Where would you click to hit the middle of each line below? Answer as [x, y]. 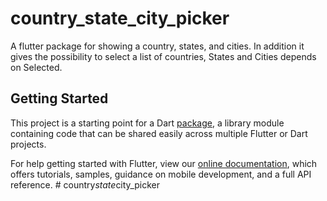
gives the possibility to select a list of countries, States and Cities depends [163, 56]
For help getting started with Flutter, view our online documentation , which [164, 163]
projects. [28, 144]
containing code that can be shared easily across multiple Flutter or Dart [159, 133]
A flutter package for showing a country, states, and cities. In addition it [157, 46]
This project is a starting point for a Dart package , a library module [147, 123]
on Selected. [36, 67]
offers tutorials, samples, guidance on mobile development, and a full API [161, 174]
